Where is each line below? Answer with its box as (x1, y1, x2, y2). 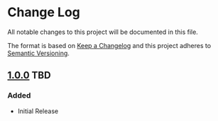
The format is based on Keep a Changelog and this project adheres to (7, 41, 212, 50)
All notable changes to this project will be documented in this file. (7, 28, 199, 36)
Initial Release (17, 107, 59, 115)
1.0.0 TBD (7, 69, 51, 81)
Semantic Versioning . (7, 49, 70, 57)
